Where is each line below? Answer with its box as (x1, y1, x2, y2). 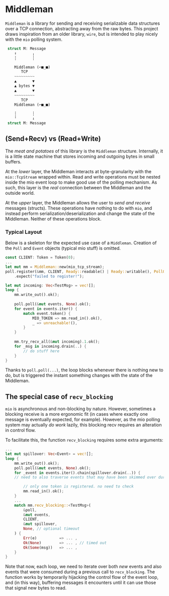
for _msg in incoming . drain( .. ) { (14, 344, 87, 349)
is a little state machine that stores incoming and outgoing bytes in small (5, 153, 155, 159)
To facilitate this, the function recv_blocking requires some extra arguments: (5, 437, 163, 443)
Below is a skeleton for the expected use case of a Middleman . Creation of (5, 240, 157, 246)
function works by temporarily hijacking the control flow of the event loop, (5, 574, 159, 580)
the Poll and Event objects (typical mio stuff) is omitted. (5, 245, 121, 251)
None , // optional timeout (23, 526, 80, 531)
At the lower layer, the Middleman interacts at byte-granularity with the (5, 168, 152, 175)
